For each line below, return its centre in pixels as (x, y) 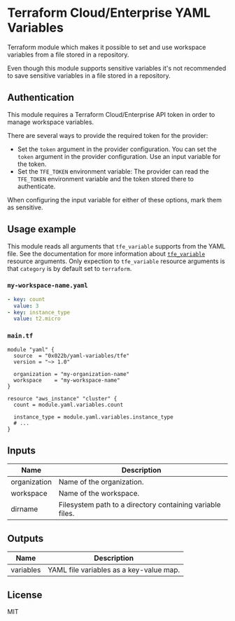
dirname (24, 509)
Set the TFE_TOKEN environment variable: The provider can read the (113, 171)
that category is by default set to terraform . (70, 268)
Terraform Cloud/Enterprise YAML (109, 13)
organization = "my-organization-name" (72, 374)
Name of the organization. (101, 482)
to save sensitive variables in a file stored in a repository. (89, 76)
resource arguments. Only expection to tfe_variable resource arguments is (116, 261)
